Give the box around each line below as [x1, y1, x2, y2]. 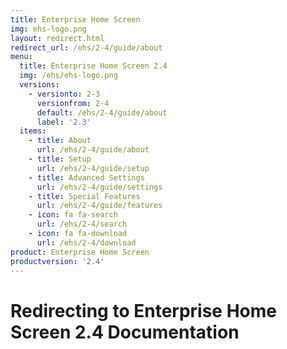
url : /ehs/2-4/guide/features [36, 201, 163, 211]
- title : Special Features [28, 191, 141, 201]
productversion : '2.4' [10, 256, 105, 266]
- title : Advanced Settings [28, 172, 145, 183]
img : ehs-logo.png [10, 24, 87, 34]
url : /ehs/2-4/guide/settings [36, 182, 163, 192]
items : [19, 126, 47, 136]
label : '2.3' [36, 117, 92, 127]
